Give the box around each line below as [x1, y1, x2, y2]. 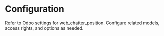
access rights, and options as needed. [5, 25, 84, 31]
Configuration [5, 3, 65, 15]
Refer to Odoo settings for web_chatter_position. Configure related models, [5, 20, 160, 26]
